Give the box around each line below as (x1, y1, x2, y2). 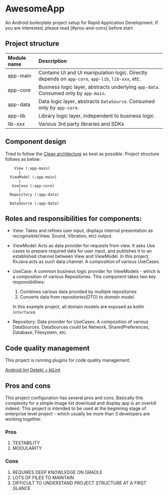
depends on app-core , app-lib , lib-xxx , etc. (38, 75, 141, 82)
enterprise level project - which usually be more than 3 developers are (5, 411, 150, 416)
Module (7, 54, 26, 61)
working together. (5, 416, 41, 422)
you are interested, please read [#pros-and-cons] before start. (5, 25, 134, 31)
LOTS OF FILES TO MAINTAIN (12, 474, 74, 480)
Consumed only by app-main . (38, 90, 106, 97)
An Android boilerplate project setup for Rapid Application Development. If (5, 20, 158, 26)
